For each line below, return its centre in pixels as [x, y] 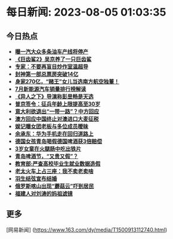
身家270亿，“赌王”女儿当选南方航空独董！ [67, 82]
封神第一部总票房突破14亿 [47, 74]
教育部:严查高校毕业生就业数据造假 [58, 164]
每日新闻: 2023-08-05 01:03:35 [86, 12]
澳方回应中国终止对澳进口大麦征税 [57, 119]
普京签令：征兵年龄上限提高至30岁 [58, 104]
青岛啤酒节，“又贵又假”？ [47, 156]
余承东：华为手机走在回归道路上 [54, 134]
